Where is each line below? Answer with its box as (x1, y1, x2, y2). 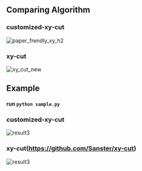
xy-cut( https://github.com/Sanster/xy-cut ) (6, 144, 137, 153)
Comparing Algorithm (6, 5, 90, 15)
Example (6, 83, 40, 93)
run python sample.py (6, 100, 60, 107)
